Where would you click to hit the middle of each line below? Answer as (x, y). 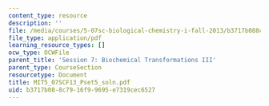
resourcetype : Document (48, 75)
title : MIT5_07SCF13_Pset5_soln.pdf (69, 82)
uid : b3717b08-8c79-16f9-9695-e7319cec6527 (82, 90)
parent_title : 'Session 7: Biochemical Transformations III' (112, 61)
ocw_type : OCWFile (39, 53)
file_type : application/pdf (55, 38)
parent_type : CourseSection (55, 68)
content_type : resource (48, 16)
